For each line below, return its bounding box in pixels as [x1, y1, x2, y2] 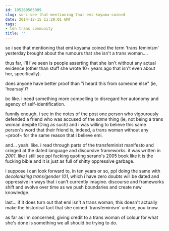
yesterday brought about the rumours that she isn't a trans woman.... [5, 50, 148, 56]
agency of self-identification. [5, 101, 66, 107]
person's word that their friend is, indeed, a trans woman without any [5, 127, 149, 133]
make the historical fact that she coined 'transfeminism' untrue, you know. [5, 205, 159, 210]
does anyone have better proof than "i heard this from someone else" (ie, [5, 80, 157, 86]
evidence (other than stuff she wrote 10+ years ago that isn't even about [5, 65, 155, 71]
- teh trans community [5, 26, 53, 31]
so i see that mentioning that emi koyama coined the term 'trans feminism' [5, 45, 159, 51]
